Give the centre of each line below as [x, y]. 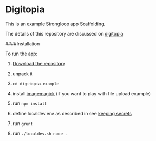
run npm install [30, 103]
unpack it [23, 74]
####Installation [23, 43]
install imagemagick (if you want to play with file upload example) [82, 93]
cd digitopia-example [36, 84]
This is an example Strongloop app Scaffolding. [55, 24]
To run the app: [22, 54]
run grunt [23, 123]
